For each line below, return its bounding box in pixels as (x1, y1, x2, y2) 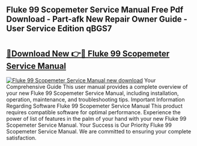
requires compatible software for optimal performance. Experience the (6, 109, 181, 116)
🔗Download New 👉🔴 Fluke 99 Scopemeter (6, 48, 170, 59)
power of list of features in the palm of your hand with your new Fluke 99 (6, 115, 187, 122)
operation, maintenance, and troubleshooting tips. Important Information (6, 96, 185, 103)
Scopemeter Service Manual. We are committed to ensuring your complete (6, 128, 192, 135)
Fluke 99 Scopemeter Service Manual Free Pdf (6, 5, 184, 15)
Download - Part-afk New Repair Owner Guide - (6, 14, 188, 25)
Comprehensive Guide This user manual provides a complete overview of (6, 84, 188, 90)
